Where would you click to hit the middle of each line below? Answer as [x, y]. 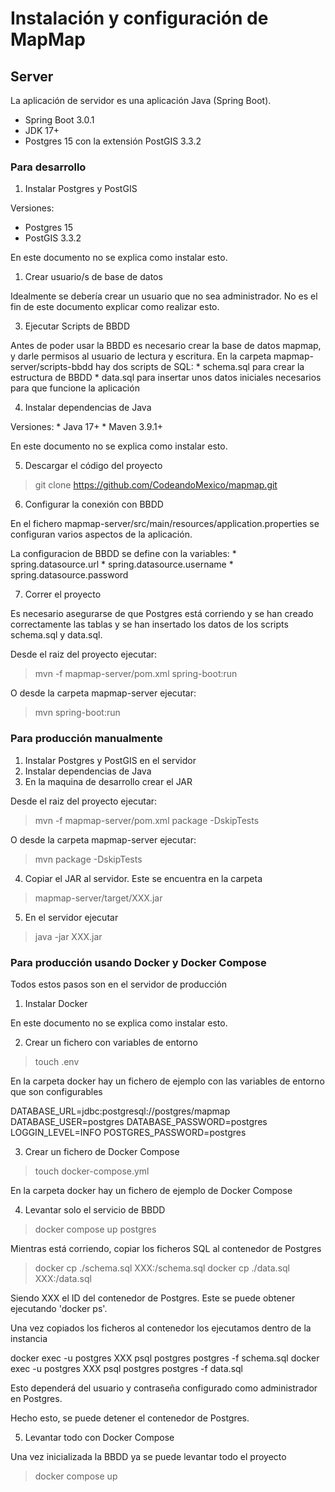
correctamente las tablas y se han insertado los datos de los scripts [149, 624]
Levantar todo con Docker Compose [99, 1437]
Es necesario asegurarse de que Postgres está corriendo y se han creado [162, 614]
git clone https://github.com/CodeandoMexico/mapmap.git [156, 485]
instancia [29, 1338]
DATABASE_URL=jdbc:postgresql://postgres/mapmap [120, 1111]
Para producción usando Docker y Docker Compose [138, 962]
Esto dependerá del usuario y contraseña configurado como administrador [164, 1388]
